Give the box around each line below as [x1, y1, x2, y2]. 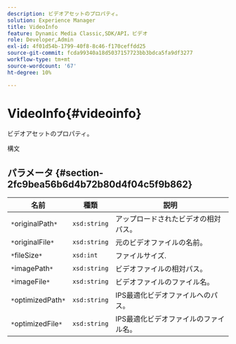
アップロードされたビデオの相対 [115, 214, 221, 224]
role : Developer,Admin [7, 37, 74, 44]
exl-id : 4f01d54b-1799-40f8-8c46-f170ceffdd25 [7, 43, 146, 50]
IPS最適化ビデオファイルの [115, 314, 204, 324]
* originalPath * [11, 219, 58, 229]
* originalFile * [11, 237, 55, 247]
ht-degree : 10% [7, 69, 52, 76]
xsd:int [72, 251, 98, 260]
